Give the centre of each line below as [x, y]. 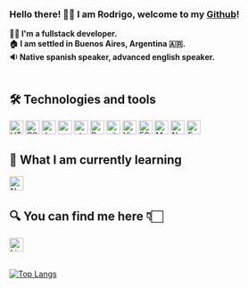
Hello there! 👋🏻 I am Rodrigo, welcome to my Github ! [124, 14]
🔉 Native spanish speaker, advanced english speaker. [112, 57]
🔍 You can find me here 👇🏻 [86, 217]
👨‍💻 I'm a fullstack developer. [63, 34]
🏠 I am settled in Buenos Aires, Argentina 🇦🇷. [97, 44]
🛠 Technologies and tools [83, 99]
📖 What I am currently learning [96, 160]
